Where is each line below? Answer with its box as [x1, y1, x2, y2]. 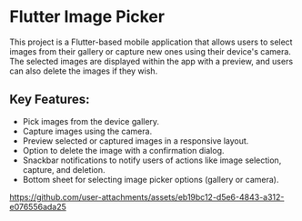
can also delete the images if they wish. [9, 65, 158, 76]
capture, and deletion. [22, 164, 106, 175]
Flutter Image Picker [9, 6, 166, 27]
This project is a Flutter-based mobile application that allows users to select [9, 36, 293, 47]
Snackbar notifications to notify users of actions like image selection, [22, 155, 282, 166]
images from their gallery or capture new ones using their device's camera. [9, 45, 291, 56]
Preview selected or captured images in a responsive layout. [22, 135, 249, 146]
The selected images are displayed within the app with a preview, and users [9, 55, 294, 66]
